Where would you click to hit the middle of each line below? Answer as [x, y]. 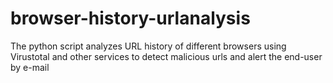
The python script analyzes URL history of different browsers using [148, 46]
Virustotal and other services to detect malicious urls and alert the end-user [166, 56]
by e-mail [30, 67]
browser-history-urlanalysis [130, 18]
